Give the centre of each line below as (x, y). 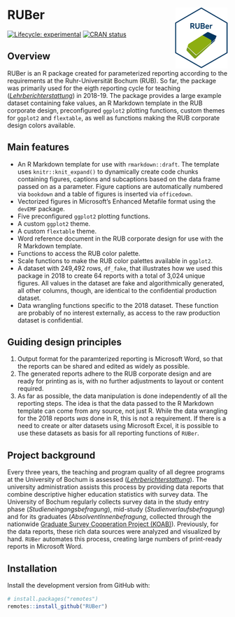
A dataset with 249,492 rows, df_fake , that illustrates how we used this (120, 268)
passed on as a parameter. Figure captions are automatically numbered (120, 186)
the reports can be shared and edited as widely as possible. (104, 367)
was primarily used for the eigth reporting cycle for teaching (94, 88)
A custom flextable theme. (57, 231)
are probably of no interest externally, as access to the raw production (119, 313)
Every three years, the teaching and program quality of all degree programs (116, 472)
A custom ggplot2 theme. (54, 223)
